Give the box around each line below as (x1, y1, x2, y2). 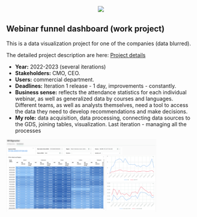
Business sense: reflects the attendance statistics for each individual (14, 88, 187, 96)
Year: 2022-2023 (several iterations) (14, 63, 106, 70)
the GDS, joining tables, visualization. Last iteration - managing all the (14, 120, 187, 127)
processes (14, 127, 41, 134)
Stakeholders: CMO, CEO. (14, 69, 80, 76)
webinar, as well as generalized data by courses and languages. (14, 95, 174, 102)
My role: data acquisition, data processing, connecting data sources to (14, 114, 191, 121)
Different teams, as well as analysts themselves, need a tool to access (14, 101, 189, 108)
